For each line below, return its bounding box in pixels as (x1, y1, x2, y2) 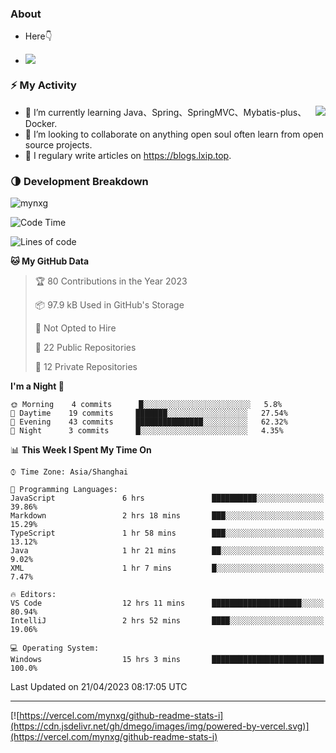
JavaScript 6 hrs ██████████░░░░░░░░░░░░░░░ (10, 493, 325, 503)
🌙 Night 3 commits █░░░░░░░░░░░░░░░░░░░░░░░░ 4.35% (10, 425, 284, 436)
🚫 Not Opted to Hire (34, 322, 117, 334)
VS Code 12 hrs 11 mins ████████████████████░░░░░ (10, 598, 325, 608)
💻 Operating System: (10, 643, 100, 653)
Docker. (24, 117, 58, 129)
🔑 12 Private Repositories (34, 360, 138, 372)
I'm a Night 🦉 (10, 380, 65, 392)
